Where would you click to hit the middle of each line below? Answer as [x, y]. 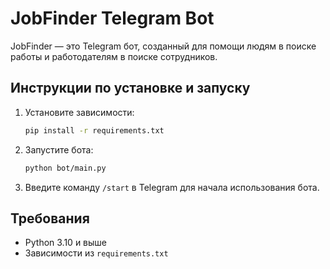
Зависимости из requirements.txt [96, 253]
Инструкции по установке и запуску [130, 88]
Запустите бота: [59, 149]
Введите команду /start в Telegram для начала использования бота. [172, 187]
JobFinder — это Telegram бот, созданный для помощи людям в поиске [163, 46]
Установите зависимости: [79, 112]
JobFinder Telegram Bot [112, 18]
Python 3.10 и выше [66, 243]
